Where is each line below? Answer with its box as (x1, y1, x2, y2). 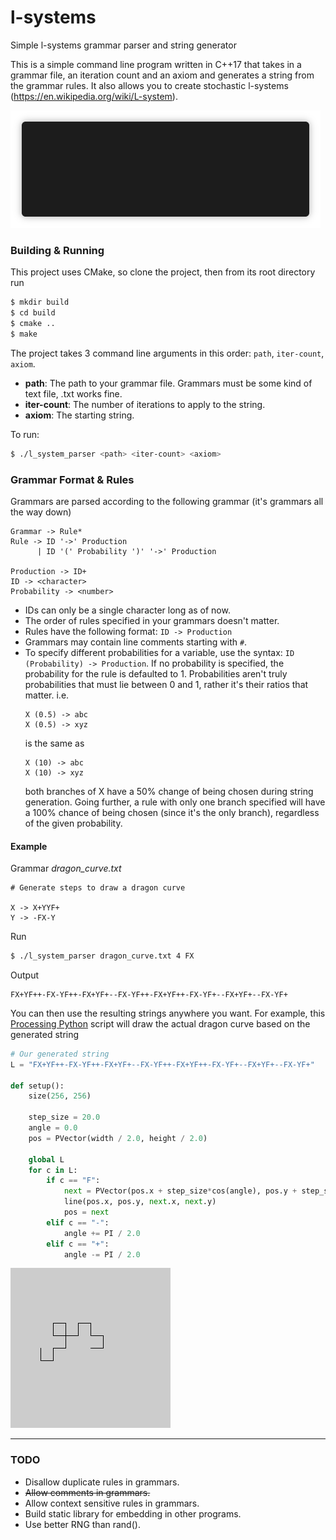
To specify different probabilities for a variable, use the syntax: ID (24, 646, 295, 658)
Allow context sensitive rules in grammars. (24, 1497, 200, 1509)
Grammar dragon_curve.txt (10, 862, 122, 875)
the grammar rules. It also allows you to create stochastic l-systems (10, 79, 289, 91)
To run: (10, 428, 40, 440)
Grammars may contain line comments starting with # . (24, 636, 248, 648)
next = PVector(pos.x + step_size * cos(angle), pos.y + (63, 1186, 298, 1196)
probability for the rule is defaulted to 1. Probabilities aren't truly (24, 667, 288, 680)
